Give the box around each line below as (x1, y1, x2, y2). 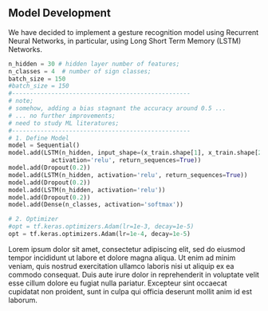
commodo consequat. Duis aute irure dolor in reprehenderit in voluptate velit (8, 270, 259, 279)
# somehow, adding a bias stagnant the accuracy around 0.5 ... (8, 104, 227, 112)
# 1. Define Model (8, 134, 69, 142)
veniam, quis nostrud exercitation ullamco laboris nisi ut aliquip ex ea (8, 261, 235, 270)
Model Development (8, 6, 112, 20)
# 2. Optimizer (8, 215, 59, 223)
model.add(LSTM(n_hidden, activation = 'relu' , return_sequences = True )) (8, 171, 248, 179)
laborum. (8, 295, 38, 305)
